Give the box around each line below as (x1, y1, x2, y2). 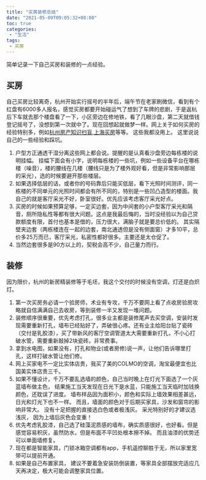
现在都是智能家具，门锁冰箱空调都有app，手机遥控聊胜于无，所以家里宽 (15, 444, 197, 451)
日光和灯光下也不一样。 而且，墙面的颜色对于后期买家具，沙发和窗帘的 (15, 398, 194, 405)
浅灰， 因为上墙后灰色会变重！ (15, 413, 93, 421)
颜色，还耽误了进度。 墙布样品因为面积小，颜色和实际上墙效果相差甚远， (15, 390, 200, 398)
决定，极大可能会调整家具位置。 (26, 467, 107, 474)
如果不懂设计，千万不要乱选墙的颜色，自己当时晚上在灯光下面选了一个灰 (15, 375, 198, 383)
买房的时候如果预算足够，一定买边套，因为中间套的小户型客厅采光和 (15, 203, 188, 210)
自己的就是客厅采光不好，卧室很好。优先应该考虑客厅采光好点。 (15, 195, 177, 202)
